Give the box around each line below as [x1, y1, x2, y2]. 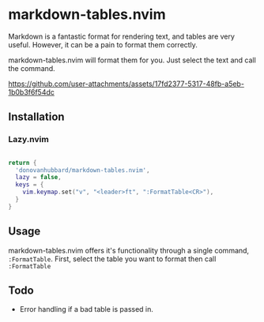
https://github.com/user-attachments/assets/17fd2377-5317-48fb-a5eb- [8, 79, 245, 88]
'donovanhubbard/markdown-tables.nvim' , [15, 166, 150, 174]
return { [8, 159, 37, 167]
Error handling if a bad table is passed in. [19, 305, 154, 314]
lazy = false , [15, 174, 62, 182]
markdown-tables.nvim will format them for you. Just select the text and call [8, 55, 257, 65]
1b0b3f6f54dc [8, 87, 55, 96]
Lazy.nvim [8, 134, 49, 145]
